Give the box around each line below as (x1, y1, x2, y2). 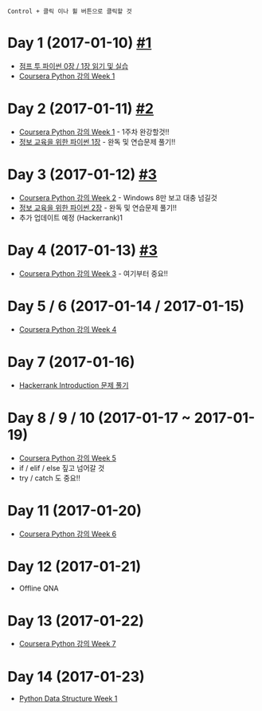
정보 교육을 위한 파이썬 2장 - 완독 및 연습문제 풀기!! (18, 203, 177, 212)
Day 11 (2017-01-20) (7, 501, 143, 519)
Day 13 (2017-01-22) (7, 611, 145, 630)
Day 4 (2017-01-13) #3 (7, 242, 158, 259)
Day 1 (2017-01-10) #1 (7, 34, 152, 52)
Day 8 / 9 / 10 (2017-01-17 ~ (7, 409, 192, 427)
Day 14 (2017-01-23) (7, 667, 145, 685)
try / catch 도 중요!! (18, 473, 80, 483)
